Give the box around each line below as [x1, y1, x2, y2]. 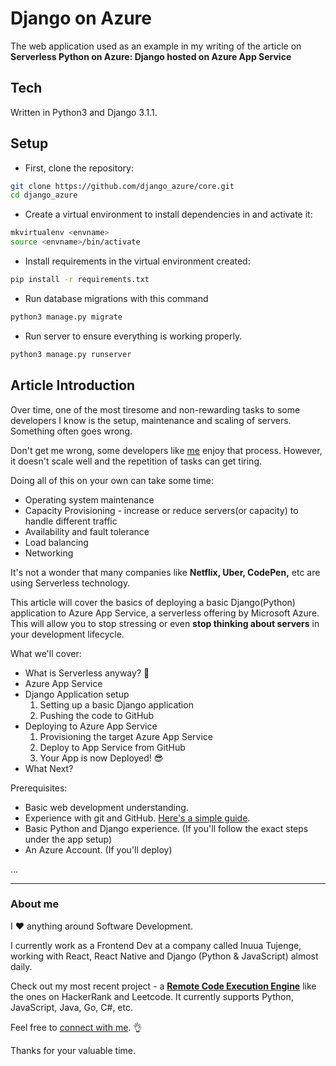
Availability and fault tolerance [24, 525, 150, 537]
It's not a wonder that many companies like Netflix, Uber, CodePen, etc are [10, 566, 321, 578]
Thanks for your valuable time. [10, 1044, 136, 1056]
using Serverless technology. [10, 577, 131, 589]
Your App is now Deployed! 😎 [39, 752, 164, 764]
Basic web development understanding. [24, 801, 189, 813]
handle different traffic [24, 515, 118, 527]
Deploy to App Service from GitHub [39, 741, 186, 753]
